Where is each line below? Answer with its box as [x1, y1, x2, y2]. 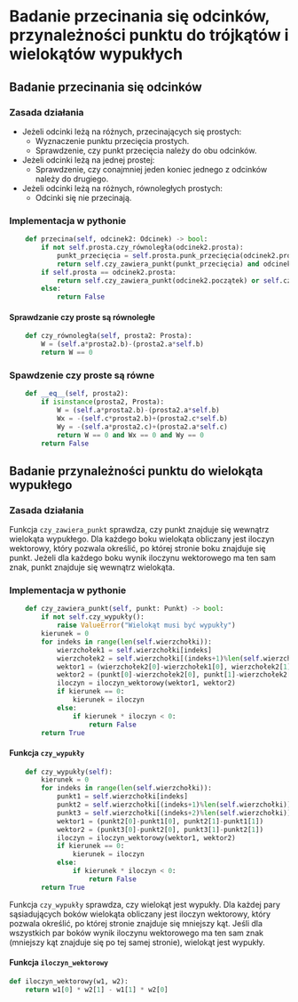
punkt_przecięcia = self [56, 251, 149, 260]
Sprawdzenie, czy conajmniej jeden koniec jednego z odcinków [35, 164, 268, 174]
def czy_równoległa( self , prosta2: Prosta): [25, 332, 192, 341]
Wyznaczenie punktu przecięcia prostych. [35, 135, 190, 146]
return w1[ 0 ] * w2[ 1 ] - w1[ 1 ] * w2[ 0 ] [25, 985, 169, 994]
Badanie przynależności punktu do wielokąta [9, 463, 263, 478]
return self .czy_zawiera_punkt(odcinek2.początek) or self [56, 276, 279, 285]
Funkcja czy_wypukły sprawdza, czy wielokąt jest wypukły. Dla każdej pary [9, 899, 281, 910]
